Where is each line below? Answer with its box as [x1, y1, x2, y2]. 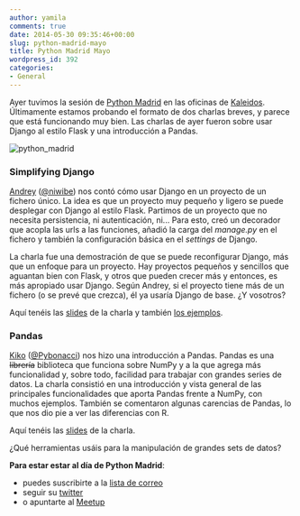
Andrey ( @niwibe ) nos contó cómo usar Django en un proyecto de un [9, 186, 268, 197]
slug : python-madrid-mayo [9, 38, 106, 48]
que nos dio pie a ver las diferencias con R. [9, 408, 169, 419]
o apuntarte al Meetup [22, 497, 105, 508]
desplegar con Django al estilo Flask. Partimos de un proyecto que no [9, 205, 268, 217]
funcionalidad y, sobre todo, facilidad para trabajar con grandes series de [9, 369, 282, 380]
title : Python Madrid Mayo [9, 47, 111, 56]
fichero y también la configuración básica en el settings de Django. [9, 234, 259, 244]
